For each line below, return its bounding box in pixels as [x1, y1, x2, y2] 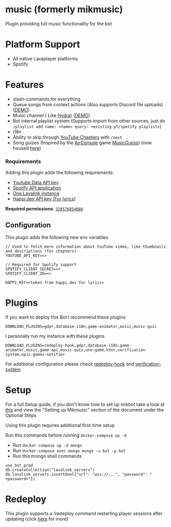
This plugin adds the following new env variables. [5, 234, 110, 240]
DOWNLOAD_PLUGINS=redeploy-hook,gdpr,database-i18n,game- [5, 343, 132, 348]
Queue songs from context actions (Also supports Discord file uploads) [12, 101, 163, 107]
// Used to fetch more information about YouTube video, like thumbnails [5, 244, 166, 249]
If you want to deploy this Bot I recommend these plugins [5, 314, 126, 320]
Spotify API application [12, 185, 61, 191]
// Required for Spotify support [5, 262, 77, 267]
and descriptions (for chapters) [5, 248, 77, 253]
